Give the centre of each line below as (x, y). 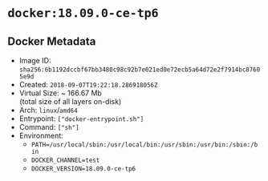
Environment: (41, 135)
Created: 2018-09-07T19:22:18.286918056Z (88, 84)
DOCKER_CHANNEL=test (65, 160)
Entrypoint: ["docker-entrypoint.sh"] (81, 119)
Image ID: (35, 60)
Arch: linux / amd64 (48, 110)
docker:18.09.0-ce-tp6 (83, 13)
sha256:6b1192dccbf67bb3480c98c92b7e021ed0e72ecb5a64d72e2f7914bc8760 (140, 70)
